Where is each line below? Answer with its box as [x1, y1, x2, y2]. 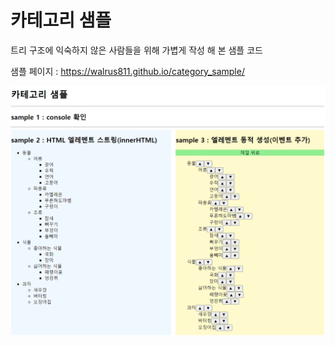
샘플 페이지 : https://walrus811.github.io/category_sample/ [10, 65, 245, 77]
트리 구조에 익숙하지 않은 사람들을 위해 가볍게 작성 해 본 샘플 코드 [10, 44, 263, 56]
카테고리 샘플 [10, 9, 112, 32]
